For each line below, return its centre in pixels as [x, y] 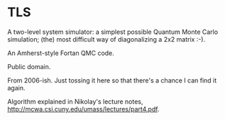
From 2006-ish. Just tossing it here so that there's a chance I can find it [112, 80]
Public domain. [29, 66]
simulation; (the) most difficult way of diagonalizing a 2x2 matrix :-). [106, 39]
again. [17, 88]
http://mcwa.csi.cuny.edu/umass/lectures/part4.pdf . [83, 109]
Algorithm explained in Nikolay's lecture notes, [75, 101]
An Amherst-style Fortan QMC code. [61, 53]
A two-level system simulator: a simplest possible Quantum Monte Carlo [113, 32]
